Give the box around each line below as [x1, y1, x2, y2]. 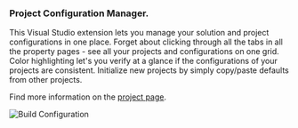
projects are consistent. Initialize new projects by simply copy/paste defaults [9, 65, 289, 76]
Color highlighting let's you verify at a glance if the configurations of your [9, 56, 278, 67]
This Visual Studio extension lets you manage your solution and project [9, 28, 270, 38]
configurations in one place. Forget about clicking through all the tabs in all [9, 36, 283, 47]
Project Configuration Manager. [9, 7, 149, 20]
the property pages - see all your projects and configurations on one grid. [9, 46, 280, 57]
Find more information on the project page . [9, 92, 167, 102]
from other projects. [9, 75, 83, 85]
